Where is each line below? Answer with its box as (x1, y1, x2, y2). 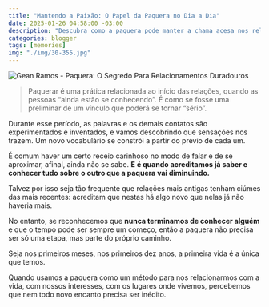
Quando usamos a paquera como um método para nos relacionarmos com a (8, 273, 260, 282)
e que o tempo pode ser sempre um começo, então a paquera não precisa (8, 225, 254, 234)
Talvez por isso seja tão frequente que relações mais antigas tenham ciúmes (8, 184, 261, 193)
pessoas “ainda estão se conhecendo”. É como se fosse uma (27, 95, 230, 104)
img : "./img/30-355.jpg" (8, 49, 91, 57)
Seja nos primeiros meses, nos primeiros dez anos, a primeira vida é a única (8, 249, 260, 258)
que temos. (8, 257, 46, 266)
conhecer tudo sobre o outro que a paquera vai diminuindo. (8, 169, 210, 177)
